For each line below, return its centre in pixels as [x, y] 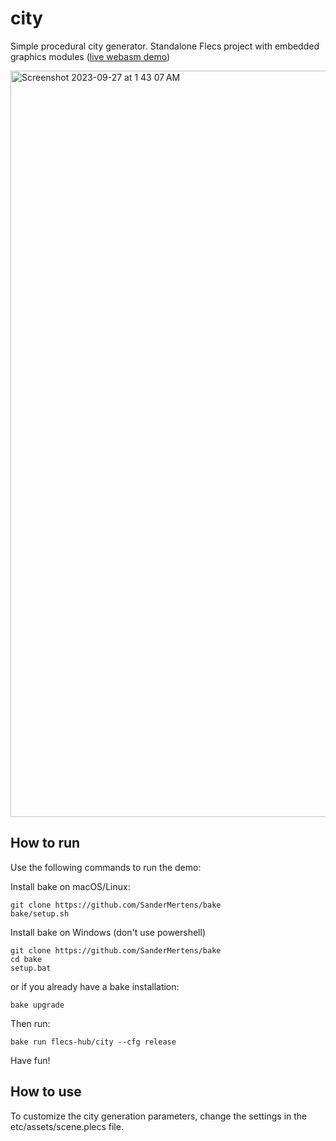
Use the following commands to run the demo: [106, 867]
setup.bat [31, 968]
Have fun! [30, 1060]
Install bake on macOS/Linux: [70, 886]
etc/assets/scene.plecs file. [67, 1126]
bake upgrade [37, 1005]
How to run [45, 843]
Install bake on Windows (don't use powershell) [108, 932]
